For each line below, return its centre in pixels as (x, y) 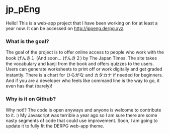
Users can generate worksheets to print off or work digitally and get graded (84, 69)
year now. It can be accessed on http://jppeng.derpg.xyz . (65, 28)
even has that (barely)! (29, 86)
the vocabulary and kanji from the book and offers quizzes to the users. (80, 64)
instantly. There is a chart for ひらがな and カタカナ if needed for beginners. (84, 75)
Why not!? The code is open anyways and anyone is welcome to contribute (83, 110)
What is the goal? (27, 41)
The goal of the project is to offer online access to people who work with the (85, 52)
